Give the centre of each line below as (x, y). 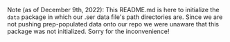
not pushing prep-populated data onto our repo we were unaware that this (113, 24)
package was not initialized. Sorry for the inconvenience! (88, 31)
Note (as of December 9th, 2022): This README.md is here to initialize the (113, 10)
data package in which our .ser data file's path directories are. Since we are (115, 17)
